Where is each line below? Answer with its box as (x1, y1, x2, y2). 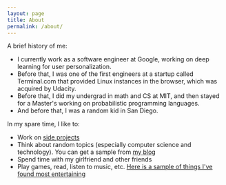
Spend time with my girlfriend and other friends (17, 155, 152, 164)
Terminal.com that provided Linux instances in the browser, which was (17, 77, 218, 86)
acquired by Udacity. (17, 84, 77, 93)
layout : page (7, 10, 45, 17)
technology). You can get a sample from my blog (17, 148, 156, 156)
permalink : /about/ (7, 23, 63, 30)
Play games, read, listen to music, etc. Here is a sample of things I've (17, 163, 213, 171)
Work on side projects (17, 133, 80, 142)
